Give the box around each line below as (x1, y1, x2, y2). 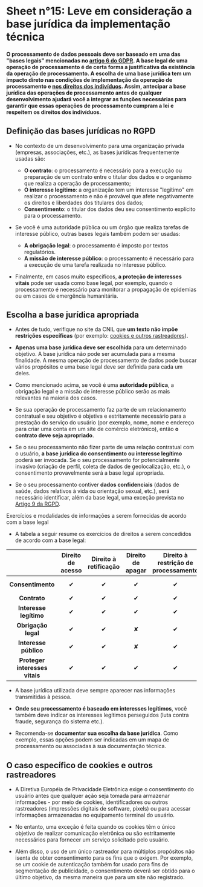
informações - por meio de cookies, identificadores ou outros (14, 798, 168, 806)
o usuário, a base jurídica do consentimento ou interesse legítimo (14, 450, 182, 457)
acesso (60, 566, 82, 575)
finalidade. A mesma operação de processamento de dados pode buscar (14, 356, 197, 364)
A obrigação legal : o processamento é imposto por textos (24, 241, 169, 249)
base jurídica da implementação (6, 17, 171, 31)
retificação (87, 563, 120, 571)
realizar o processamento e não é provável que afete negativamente (24, 192, 195, 199)
